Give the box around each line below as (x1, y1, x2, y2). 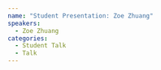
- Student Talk (15, 42, 67, 50)
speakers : (7, 19, 41, 27)
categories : (7, 34, 48, 43)
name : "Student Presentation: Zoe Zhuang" (7, 11, 154, 20)
